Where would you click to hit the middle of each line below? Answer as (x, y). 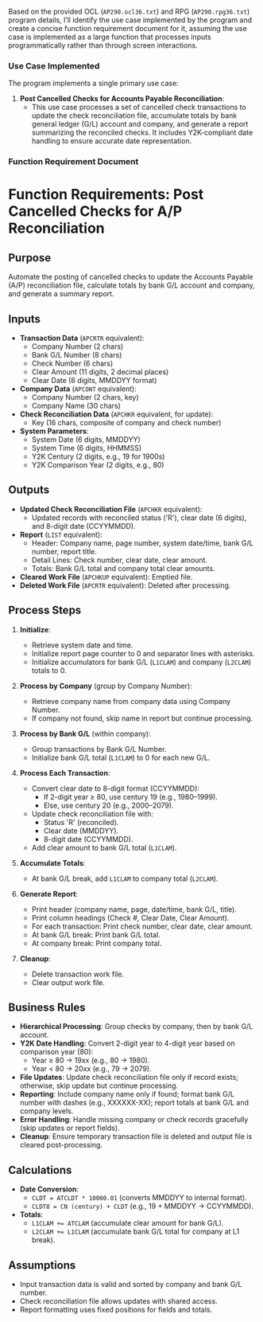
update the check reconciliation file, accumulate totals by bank (134, 115)
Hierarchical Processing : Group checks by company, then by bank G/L (136, 1027)
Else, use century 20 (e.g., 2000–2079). (108, 805)
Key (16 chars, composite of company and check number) (126, 423)
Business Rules (47, 1008)
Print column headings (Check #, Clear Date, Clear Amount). (130, 917)
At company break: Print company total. (97, 943)
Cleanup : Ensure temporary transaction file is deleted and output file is (136, 1136)
